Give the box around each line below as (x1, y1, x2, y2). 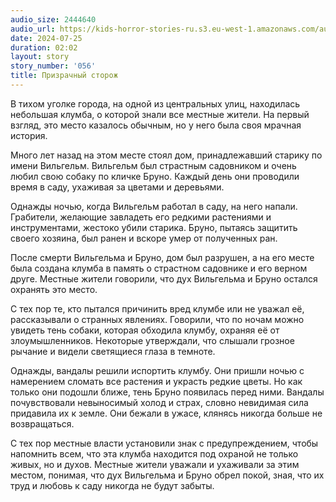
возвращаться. (10, 417, 75, 430)
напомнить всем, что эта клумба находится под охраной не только (10, 447, 299, 460)
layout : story (10, 52, 70, 62)
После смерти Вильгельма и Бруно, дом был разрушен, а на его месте (10, 251, 315, 263)
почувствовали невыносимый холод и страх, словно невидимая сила (10, 396, 309, 408)
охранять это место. (10, 283, 98, 295)
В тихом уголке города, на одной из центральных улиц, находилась (10, 97, 301, 110)
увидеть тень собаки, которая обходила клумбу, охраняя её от (10, 324, 280, 336)
